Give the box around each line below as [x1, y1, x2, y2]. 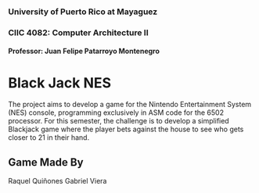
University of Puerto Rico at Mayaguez [8, 6, 158, 17]
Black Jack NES [8, 73, 112, 91]
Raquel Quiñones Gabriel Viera [8, 177, 107, 186]
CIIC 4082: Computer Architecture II [8, 27, 149, 38]
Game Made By [8, 155, 84, 169]
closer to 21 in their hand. [8, 133, 90, 142]
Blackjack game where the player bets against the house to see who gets [8, 124, 244, 134]
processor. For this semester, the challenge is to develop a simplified [8, 116, 229, 126]
